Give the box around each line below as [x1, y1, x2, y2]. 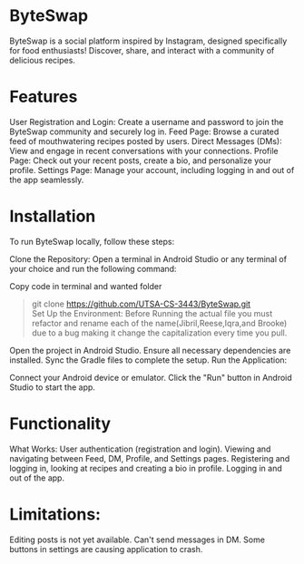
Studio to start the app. [9, 382, 95, 393]
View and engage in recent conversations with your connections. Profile [9, 145, 279, 156]
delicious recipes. [9, 54, 75, 65]
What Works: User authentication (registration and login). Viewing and [9, 443, 271, 454]
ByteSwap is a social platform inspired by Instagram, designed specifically [9, 35, 288, 46]
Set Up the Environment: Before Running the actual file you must [31, 307, 273, 318]
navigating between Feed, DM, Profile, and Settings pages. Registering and [9, 452, 290, 463]
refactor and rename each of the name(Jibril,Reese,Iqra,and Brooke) [31, 317, 288, 328]
